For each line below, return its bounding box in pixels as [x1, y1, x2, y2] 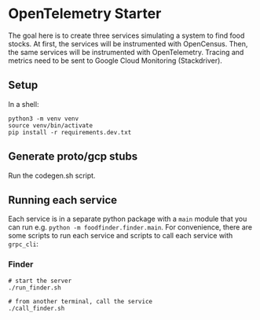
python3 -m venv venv [8, 115, 79, 123]
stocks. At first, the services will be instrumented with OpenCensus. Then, [8, 39, 248, 48]
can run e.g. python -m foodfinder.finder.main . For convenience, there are [8, 223, 253, 232]
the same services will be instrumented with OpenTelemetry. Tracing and [8, 47, 244, 57]
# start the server [8, 277, 72, 285]
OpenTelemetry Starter [8, 5, 162, 23]
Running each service [8, 193, 118, 207]
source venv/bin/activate [8, 121, 93, 130]
